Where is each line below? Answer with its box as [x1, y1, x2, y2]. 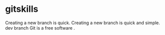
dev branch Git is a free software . [5, 25, 75, 31]
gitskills [5, 3, 38, 15]
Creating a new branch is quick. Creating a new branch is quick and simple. [5, 20, 161, 26]
